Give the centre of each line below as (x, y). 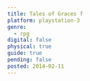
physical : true (30, 46)
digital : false (30, 40)
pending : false (30, 60)
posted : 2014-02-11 (36, 66)
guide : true (25, 54)
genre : (17, 27)
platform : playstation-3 (44, 20)
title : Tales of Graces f (45, 14)
